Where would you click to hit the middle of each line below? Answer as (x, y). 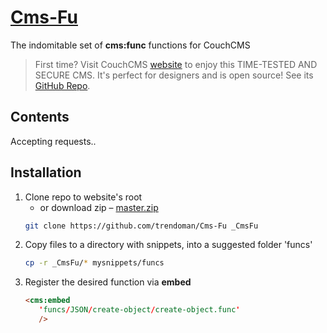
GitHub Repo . (62, 85)
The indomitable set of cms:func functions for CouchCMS (130, 45)
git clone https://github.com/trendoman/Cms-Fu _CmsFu (141, 226)
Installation (46, 172)
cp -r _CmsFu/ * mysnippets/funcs (94, 263)
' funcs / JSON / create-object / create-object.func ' (139, 310)
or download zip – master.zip (99, 207)
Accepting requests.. (53, 141)
